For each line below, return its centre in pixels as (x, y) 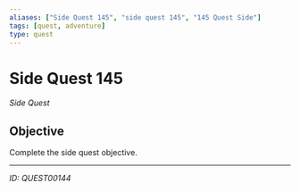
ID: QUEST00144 (40, 179)
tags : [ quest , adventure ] (57, 26)
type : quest (31, 34)
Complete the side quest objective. (74, 153)
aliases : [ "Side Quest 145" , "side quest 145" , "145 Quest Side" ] (135, 17)
